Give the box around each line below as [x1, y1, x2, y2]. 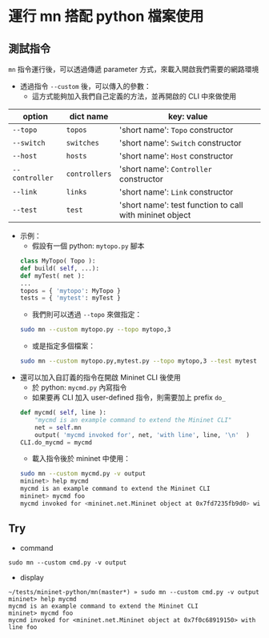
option [22, 111, 48, 122]
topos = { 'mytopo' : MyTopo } [19, 287, 122, 295]
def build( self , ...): [19, 264, 100, 272]
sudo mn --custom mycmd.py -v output [19, 470, 147, 478]
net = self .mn [34, 423, 82, 431]
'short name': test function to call [118, 199, 243, 211]
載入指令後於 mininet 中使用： [31, 454, 130, 463]
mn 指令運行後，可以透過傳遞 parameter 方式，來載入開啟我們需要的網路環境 [8, 65, 259, 74]
